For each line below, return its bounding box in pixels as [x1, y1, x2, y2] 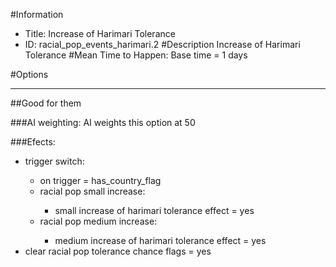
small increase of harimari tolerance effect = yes [54, 205, 255, 216]
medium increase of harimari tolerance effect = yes [54, 235, 267, 246]
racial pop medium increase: [39, 215, 158, 227]
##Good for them [10, 97, 82, 109]
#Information [10, 9, 64, 20]
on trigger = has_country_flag [39, 175, 162, 186]
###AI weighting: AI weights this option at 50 [10, 117, 196, 128]
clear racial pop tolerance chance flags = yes [24, 245, 212, 257]
